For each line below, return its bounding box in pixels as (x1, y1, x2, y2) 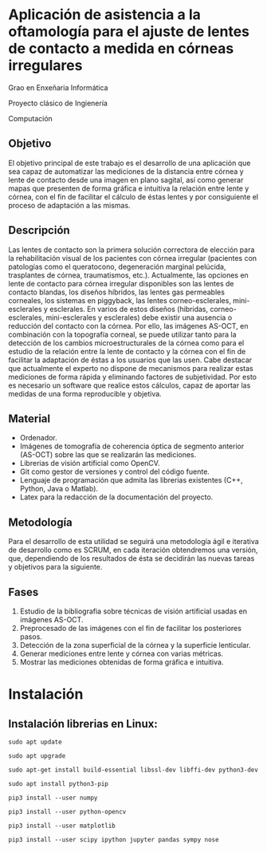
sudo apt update (8, 738, 62, 746)
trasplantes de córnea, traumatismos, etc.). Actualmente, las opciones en (8, 270, 249, 280)
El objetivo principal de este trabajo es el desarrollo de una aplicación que (8, 158, 251, 168)
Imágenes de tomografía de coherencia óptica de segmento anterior (19, 441, 245, 452)
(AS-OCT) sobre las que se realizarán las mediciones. (19, 450, 197, 460)
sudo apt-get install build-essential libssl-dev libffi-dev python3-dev (8, 766, 259, 774)
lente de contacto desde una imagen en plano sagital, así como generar (8, 175, 244, 184)
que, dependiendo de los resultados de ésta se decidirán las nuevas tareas (8, 554, 255, 563)
